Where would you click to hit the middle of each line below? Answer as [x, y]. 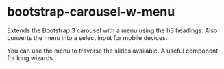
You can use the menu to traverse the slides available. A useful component [113, 51]
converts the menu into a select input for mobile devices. [87, 37]
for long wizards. [31, 57]
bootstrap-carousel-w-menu [91, 12]
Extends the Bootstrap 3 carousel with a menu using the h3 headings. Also [112, 30]
